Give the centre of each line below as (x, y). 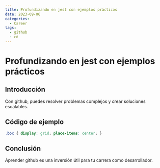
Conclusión (23, 148)
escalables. (17, 106)
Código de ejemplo (34, 122)
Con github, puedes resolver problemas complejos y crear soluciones (75, 101)
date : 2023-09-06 (23, 14)
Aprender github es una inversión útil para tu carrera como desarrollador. (79, 160)
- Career (18, 23)
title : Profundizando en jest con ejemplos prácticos (61, 10)
